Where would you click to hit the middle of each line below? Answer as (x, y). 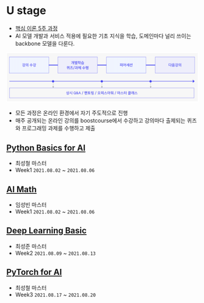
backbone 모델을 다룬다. (45, 43)
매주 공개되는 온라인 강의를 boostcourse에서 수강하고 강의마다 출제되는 (100, 121)
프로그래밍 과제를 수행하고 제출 (59, 128)
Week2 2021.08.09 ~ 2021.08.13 (55, 253)
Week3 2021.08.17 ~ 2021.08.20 (55, 294)
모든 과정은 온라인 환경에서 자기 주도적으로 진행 (71, 113)
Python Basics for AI (46, 148)
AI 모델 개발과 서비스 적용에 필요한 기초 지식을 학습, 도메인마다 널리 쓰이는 (103, 36)
